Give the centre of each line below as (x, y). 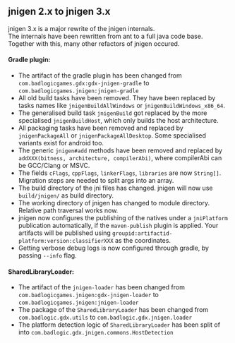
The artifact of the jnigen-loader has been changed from (102, 287)
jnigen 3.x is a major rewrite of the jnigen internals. (82, 28)
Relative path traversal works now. (68, 210)
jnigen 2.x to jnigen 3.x (59, 12)
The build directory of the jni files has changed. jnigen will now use (115, 188)
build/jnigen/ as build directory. (66, 195)
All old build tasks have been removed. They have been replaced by (117, 98)
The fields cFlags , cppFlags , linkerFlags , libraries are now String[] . (120, 173)
